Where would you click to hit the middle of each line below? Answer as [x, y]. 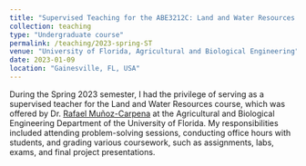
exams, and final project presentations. [82, 151]
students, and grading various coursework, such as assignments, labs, [142, 142]
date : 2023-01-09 [42, 60]
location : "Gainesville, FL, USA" [75, 69]
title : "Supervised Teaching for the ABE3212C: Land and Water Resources [153, 18]
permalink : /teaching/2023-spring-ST [81, 43]
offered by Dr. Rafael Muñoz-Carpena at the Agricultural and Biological [142, 113]
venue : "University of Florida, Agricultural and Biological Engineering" [154, 52]
